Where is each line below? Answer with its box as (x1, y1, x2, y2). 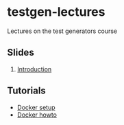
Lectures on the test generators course (7, 27, 118, 35)
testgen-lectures (7, 4, 106, 20)
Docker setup (16, 103, 56, 111)
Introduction (16, 65, 52, 73)
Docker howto (16, 111, 57, 119)
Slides (7, 47, 34, 58)
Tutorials (7, 85, 46, 97)
